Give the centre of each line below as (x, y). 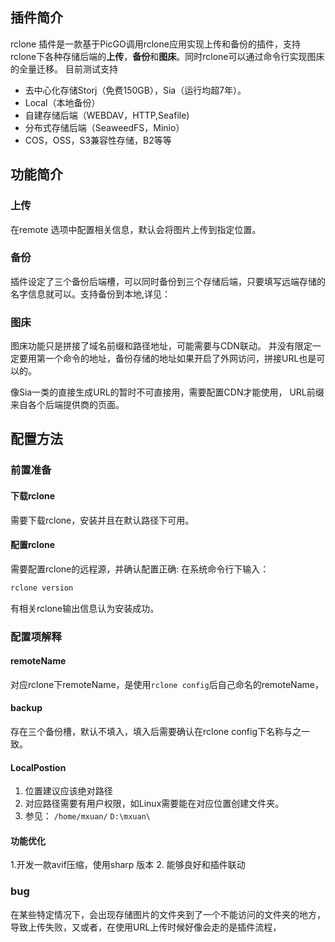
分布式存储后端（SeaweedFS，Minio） (104, 127)
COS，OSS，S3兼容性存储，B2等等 (98, 140)
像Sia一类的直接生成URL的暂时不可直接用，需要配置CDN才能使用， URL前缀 (167, 392)
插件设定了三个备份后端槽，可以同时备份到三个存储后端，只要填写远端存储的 (168, 281)
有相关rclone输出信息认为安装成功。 (85, 608)
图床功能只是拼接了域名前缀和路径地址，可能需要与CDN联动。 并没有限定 (161, 346)
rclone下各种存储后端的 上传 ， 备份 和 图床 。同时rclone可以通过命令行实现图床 (167, 56)
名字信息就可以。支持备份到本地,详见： (91, 294)
